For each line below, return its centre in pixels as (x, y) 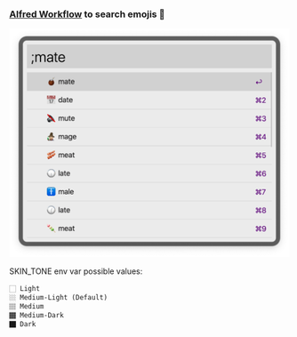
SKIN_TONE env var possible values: (76, 271)
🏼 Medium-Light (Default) (59, 298)
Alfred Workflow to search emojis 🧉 (88, 14)
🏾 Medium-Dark (36, 316)
